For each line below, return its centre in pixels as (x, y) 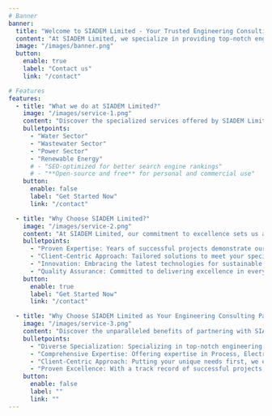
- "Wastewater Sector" (68, 144)
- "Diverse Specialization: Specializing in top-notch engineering (146, 346)
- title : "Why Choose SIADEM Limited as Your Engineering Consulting (135, 316)
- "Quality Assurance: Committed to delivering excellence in (137, 271)
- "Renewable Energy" (66, 159)
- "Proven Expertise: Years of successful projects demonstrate (140, 249)
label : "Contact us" (57, 69)
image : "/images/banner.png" (65, 46)
